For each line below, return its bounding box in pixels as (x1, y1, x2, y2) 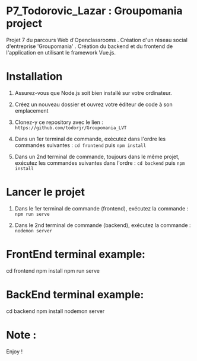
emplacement (14, 107, 49, 114)
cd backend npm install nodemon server (6, 307, 105, 315)
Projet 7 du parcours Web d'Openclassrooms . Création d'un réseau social (6, 36, 188, 43)
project (6, 17, 43, 30)
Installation (6, 70, 63, 84)
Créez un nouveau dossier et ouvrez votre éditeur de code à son (14, 101, 173, 108)
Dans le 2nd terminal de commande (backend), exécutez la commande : (14, 221, 191, 229)
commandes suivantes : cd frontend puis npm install (14, 141, 147, 149)
